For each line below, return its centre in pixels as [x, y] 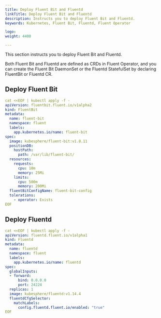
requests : [24, 164]
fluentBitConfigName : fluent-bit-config [51, 191]
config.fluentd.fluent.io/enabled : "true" [61, 307]
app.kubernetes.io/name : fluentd [47, 262]
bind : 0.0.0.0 [32, 280]
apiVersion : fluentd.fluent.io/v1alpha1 [46, 235]
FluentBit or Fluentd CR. [29, 74]
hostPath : [24, 150]
